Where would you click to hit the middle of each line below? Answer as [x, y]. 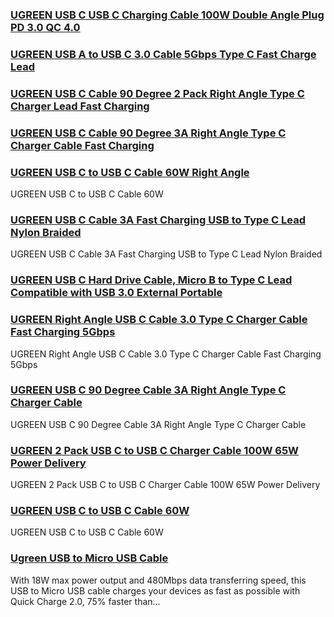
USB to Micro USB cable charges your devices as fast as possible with [155, 590]
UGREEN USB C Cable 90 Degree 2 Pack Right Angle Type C [157, 93]
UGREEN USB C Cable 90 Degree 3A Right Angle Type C [148, 133]
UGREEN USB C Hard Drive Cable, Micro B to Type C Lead [151, 280]
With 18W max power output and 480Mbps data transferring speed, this [158, 580]
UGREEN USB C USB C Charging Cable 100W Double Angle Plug [167, 15]
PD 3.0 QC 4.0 [45, 27]
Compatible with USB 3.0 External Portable [116, 293]
